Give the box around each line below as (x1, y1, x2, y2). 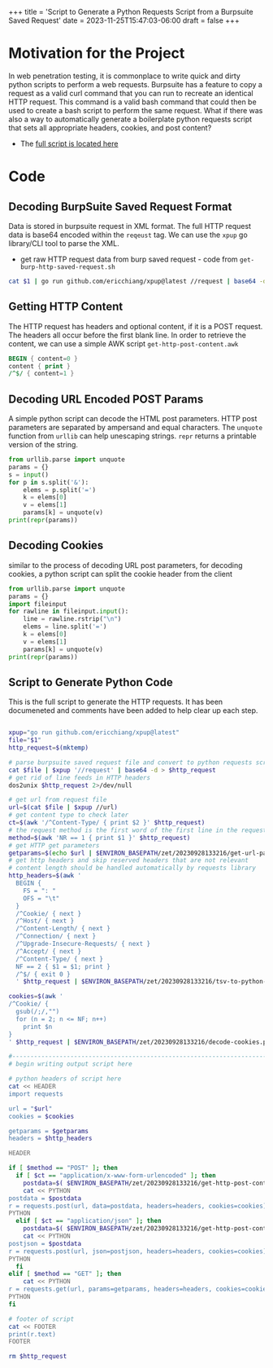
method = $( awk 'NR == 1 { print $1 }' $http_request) (8, 834, 191, 842)
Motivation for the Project (8, 44, 185, 63)
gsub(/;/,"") (15, 1008, 60, 1016)
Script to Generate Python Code (8, 675, 173, 689)
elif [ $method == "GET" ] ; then (8, 1270, 122, 1278)
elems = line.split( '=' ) (23, 622, 107, 631)
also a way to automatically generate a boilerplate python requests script (8, 114, 253, 124)
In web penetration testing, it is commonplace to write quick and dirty (8, 71, 241, 81)
